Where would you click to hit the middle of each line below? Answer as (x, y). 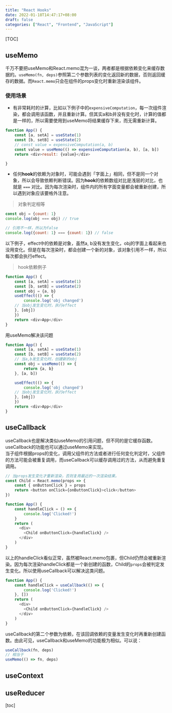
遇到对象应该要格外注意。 (44, 193)
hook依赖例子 (32, 267)
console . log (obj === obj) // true (42, 219)
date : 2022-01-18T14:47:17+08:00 (41, 15)
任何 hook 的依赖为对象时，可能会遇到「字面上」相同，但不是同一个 (83, 174)
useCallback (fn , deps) (29, 650)
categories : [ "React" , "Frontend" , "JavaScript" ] (59, 24)
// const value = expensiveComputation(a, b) (64, 144)
